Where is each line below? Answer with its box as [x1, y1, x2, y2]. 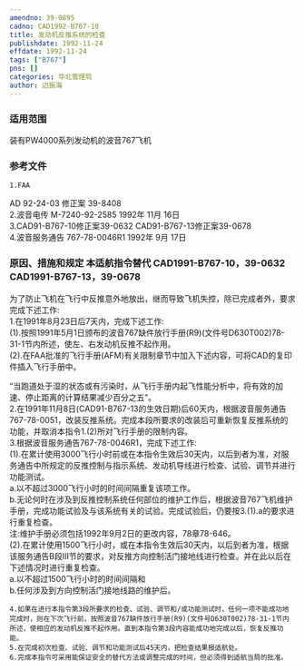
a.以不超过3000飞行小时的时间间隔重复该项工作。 [9, 482, 196, 493]
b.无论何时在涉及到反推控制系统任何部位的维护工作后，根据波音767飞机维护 [9, 494, 293, 505]
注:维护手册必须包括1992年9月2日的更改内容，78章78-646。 [9, 527, 236, 538]
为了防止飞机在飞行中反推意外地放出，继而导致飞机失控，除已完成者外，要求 [9, 292, 296, 304]
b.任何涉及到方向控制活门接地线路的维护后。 [9, 585, 176, 596]
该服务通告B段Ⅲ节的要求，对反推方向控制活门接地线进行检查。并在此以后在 [9, 550, 292, 561]
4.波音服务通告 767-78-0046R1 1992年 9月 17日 [9, 232, 187, 243]
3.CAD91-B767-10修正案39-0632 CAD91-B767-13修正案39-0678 [9, 221, 252, 232]
